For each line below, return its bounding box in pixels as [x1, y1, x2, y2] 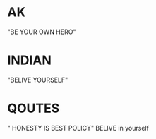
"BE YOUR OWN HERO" [7, 28, 76, 36]
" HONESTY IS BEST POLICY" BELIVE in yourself [7, 123, 150, 132]
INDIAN [7, 52, 52, 68]
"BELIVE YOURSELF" [7, 75, 68, 84]
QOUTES [7, 100, 60, 116]
